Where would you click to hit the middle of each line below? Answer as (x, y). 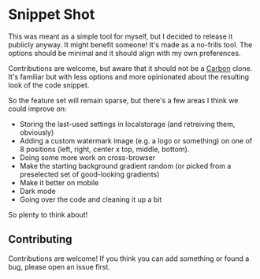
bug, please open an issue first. (59, 266)
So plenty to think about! (48, 214)
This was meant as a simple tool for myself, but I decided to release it (121, 36)
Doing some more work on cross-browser (87, 157)
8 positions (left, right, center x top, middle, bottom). (104, 149)
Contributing (40, 239)
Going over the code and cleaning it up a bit (91, 199)
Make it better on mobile (59, 182)
